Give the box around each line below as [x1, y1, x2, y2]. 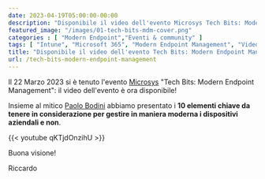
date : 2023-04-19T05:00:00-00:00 [8, 11, 118, 20]
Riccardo [8, 163, 38, 173]
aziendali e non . [8, 117, 62, 127]
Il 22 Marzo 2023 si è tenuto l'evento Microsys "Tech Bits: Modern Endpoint [8, 76, 255, 87]
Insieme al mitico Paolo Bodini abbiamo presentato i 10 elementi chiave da [8, 100, 251, 110]
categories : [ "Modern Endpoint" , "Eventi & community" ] [8, 33, 203, 42]
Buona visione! [8, 147, 57, 158]
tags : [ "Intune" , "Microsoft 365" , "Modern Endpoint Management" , [8, 41, 235, 49]
